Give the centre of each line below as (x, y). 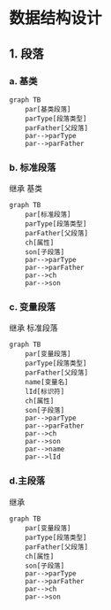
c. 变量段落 (32, 307)
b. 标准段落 (33, 167)
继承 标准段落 (33, 328)
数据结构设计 (56, 18)
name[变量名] (47, 382)
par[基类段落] (48, 109)
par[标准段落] (48, 215)
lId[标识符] (45, 392)
